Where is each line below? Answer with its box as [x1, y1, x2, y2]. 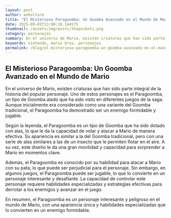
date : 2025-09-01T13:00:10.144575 [5, 21, 79, 27]
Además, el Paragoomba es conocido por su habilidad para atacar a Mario [5, 159, 161, 166]
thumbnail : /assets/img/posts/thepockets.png [5, 26, 103, 32]
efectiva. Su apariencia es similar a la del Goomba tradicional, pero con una [5, 133, 164, 140]
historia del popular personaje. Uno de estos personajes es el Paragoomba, [5, 91, 163, 97]
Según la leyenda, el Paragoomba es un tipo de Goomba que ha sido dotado [5, 123, 165, 129]
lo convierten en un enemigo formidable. [5, 207, 91, 213]
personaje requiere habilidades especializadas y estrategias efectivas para [5, 181, 162, 187]
